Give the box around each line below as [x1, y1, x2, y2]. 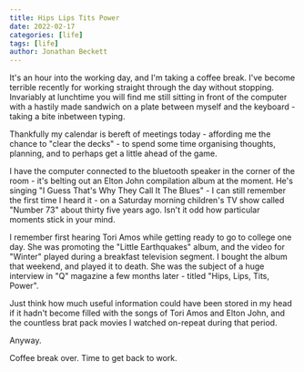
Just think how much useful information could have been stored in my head [9, 298, 293, 309]
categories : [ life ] [9, 30, 84, 39]
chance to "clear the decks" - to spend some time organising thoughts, [9, 139, 276, 150]
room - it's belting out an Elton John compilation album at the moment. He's [9, 175, 294, 187]
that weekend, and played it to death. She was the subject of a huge [9, 261, 265, 272]
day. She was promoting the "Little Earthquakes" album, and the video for [9, 242, 285, 253]
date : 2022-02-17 [9, 22, 76, 31]
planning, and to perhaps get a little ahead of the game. [9, 148, 218, 160]
